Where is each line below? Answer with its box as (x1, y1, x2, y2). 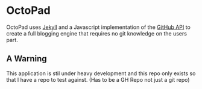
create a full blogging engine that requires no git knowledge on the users (6, 29, 187, 37)
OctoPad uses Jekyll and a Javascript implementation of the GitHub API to (6, 23, 191, 31)
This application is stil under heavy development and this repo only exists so (6, 70, 196, 77)
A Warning (6, 54, 47, 64)
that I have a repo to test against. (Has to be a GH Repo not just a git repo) (6, 76, 190, 83)
